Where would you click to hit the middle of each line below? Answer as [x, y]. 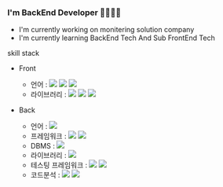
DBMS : [43, 146]
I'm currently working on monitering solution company [106, 30]
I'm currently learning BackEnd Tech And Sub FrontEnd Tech [117, 38]
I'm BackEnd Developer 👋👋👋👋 [64, 13]
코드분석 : [45, 175]
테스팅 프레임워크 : [59, 165]
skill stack [24, 53]
